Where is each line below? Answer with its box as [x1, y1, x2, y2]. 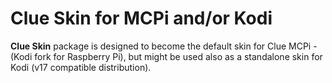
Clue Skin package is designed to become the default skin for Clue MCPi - [10, 40, 318, 52]
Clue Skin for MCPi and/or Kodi [10, 7, 273, 30]
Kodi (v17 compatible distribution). [10, 61, 152, 73]
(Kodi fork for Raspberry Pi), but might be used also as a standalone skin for [10, 50, 323, 62]
